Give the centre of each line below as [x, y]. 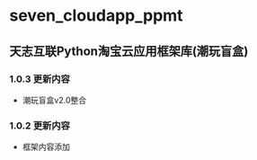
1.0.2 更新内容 [40, 125]
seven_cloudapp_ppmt [96, 16]
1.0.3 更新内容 [40, 79]
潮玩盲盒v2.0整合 [54, 100]
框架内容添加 [46, 147]
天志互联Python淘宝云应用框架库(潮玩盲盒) [129, 51]
